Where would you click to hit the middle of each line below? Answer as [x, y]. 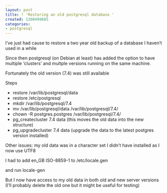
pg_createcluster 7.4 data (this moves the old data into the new [78, 119]
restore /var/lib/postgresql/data [45, 93]
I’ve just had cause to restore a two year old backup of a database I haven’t [84, 43]
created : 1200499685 [27, 19]
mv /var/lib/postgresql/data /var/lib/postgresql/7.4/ [65, 109]
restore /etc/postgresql [36, 98]
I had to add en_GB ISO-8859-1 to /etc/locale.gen [56, 160]
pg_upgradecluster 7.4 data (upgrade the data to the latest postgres [83, 130]
